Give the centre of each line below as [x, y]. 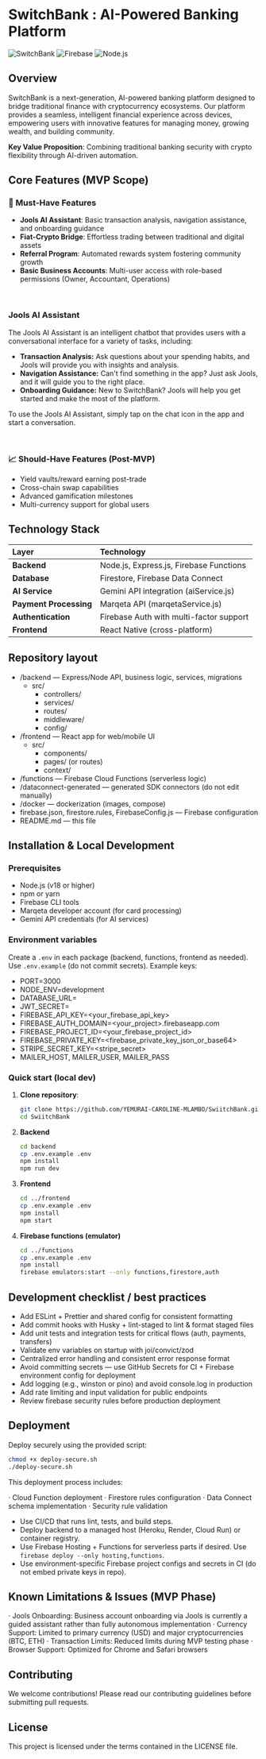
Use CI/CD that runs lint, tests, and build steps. [96, 1521]
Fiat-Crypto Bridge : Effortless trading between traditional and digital [132, 237]
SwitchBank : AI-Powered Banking [124, 15]
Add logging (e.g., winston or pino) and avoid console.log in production [136, 1384]
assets [31, 245]
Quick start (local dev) [52, 1077]
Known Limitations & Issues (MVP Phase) [112, 1597]
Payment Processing [52, 604]
